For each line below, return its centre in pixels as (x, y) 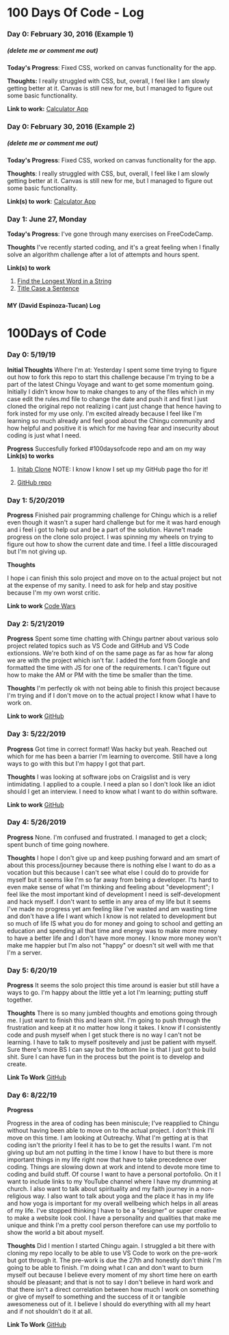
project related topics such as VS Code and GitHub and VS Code (98, 646)
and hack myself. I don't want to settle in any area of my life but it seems (109, 901)
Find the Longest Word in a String (64, 281)
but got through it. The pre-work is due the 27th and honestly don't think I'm (114, 1260)
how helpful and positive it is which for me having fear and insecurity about (113, 428)
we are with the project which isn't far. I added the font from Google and (109, 660)
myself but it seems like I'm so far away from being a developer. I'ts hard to (113, 880)
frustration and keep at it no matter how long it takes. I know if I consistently (114, 1028)
